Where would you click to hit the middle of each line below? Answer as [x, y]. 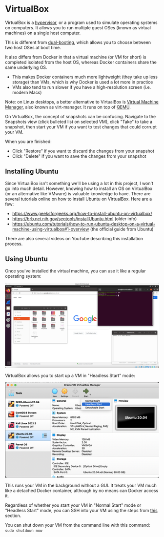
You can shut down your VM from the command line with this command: [78, 525]
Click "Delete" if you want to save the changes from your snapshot [79, 156]
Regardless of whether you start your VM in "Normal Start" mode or [73, 505]
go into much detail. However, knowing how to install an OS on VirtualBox [79, 188]
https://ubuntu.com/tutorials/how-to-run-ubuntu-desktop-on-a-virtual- [83, 224]
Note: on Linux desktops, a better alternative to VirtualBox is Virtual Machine [82, 102]
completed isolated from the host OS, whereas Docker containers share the [81, 62]
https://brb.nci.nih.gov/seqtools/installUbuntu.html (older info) [74, 219]
